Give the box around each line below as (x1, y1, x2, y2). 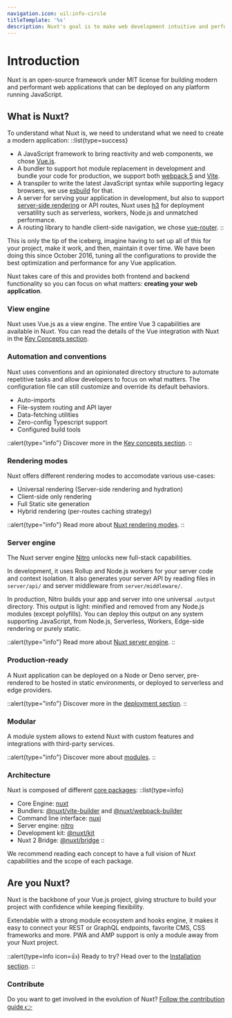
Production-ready (7, 655, 69, 665)
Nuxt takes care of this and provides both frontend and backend (7, 272, 190, 280)
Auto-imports (17, 395, 55, 404)
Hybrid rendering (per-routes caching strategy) (17, 507, 152, 516)
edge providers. (7, 686, 52, 694)
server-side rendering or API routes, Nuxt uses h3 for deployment (17, 202, 205, 210)
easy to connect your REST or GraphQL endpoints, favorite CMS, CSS (7, 924, 206, 932)
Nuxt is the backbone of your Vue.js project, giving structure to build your (7, 895, 217, 904)
